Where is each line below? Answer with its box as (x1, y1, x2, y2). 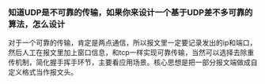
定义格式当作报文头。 (8, 68, 78, 77)
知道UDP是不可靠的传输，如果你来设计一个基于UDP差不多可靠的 (8, 6, 253, 17)
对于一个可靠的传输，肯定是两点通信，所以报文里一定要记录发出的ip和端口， (8, 38, 257, 48)
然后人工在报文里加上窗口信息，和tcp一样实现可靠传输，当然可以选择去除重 (8, 48, 255, 57)
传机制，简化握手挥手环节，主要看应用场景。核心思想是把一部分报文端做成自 (8, 57, 258, 68)
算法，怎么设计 (8, 18, 66, 29)
